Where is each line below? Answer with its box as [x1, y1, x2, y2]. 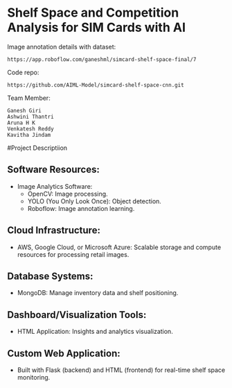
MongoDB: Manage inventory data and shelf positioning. [17, 289, 179, 297]
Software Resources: [7, 164, 100, 176]
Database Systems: [7, 270, 93, 282]
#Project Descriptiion [7, 144, 68, 152]
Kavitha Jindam [7, 131, 51, 138]
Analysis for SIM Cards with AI [7, 19, 186, 35]
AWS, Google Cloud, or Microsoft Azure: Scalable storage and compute [17, 243, 222, 251]
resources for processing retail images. [17, 250, 130, 258]
